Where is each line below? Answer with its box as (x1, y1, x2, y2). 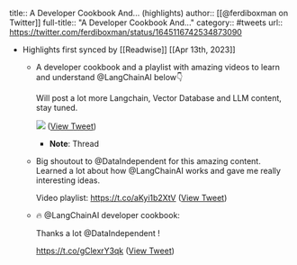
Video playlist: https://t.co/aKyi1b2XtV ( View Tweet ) (35, 193, 228, 203)
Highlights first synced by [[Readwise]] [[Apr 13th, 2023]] (22, 44, 236, 55)
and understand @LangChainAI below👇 (35, 72, 183, 82)
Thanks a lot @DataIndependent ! (35, 228, 160, 238)
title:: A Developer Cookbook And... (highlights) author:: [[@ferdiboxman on (9, 8, 289, 18)
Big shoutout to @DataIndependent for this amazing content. (35, 156, 261, 166)
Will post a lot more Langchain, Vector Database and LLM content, (35, 93, 282, 103)
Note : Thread (49, 139, 100, 149)
